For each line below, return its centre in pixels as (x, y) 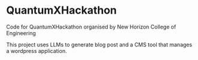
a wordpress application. (36, 50)
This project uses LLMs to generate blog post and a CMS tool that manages (99, 45)
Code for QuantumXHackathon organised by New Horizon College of (91, 27)
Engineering (21, 33)
